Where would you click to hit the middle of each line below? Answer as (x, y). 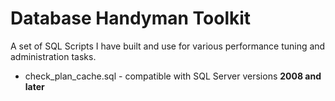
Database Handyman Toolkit (131, 18)
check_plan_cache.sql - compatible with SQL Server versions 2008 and (173, 76)
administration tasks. (53, 56)
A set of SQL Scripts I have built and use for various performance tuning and (168, 46)
